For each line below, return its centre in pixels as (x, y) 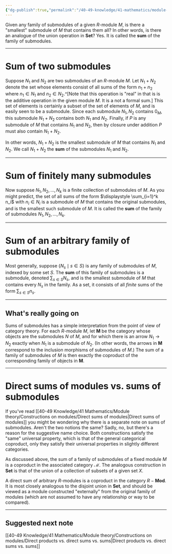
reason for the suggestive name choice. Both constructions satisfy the (79, 433)
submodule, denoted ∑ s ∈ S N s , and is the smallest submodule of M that (80, 278)
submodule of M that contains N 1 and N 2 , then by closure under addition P (84, 125)
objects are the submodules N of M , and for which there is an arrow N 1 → (83, 337)
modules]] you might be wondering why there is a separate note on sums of (85, 422)
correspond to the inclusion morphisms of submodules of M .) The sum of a (84, 350)
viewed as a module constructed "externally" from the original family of (81, 491)
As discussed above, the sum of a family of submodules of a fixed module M (86, 459)
